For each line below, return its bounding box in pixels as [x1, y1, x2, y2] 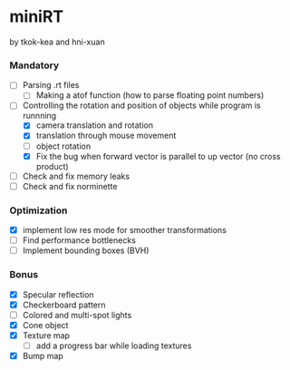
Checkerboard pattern [22, 299, 106, 310]
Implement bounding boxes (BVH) [22, 245, 150, 256]
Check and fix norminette [22, 180, 118, 191]
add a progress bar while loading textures [35, 340, 192, 351]
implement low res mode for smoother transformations [22, 225, 227, 236]
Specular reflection [22, 288, 94, 300]
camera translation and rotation [35, 120, 154, 131]
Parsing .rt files [22, 80, 80, 91]
